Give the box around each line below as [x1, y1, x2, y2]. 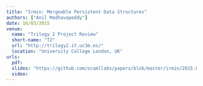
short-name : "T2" [11, 37, 56, 43]
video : [11, 71, 28, 77]
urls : [6, 54, 20, 60]
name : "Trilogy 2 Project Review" [11, 31, 98, 38]
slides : [11, 65, 31, 71]
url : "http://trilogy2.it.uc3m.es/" [11, 43, 104, 49]
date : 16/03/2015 [6, 20, 50, 26]
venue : [6, 25, 23, 32]
